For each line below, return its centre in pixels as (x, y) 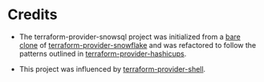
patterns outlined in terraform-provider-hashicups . (103, 53)
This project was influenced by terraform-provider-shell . (112, 68)
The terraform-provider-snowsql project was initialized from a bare (130, 37)
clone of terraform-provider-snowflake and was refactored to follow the (138, 45)
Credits (32, 15)
